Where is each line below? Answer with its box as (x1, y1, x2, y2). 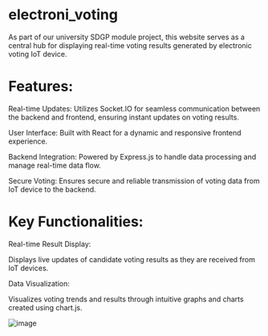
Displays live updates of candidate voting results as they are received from (8, 254, 255, 264)
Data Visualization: (8, 278, 71, 288)
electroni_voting (8, 6, 119, 24)
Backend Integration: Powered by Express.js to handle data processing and (8, 152, 257, 161)
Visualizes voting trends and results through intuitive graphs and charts (8, 294, 244, 304)
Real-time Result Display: (8, 239, 91, 249)
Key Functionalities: (8, 213, 144, 231)
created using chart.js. (8, 302, 83, 312)
